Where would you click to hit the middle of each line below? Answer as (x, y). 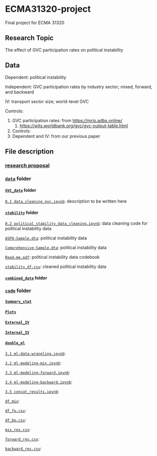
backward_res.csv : (23, 449)
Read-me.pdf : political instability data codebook (52, 257)
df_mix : (12, 401)
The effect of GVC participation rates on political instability (64, 50)
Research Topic (29, 38)
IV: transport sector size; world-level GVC (47, 101)
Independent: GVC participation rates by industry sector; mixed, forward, (79, 86)
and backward (20, 92)
